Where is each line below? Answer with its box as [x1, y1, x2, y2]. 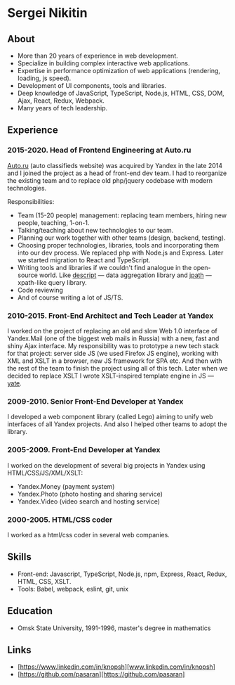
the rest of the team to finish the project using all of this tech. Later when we [7, 364, 228, 372]
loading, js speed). [17, 74, 72, 82]
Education [7, 605, 53, 617]
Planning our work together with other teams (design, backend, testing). [17, 233, 226, 242]
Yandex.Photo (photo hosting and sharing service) [17, 489, 163, 498]
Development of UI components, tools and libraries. [17, 82, 167, 89]
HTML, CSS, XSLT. [17, 577, 72, 585]
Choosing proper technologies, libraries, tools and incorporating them [17, 241, 220, 249]
